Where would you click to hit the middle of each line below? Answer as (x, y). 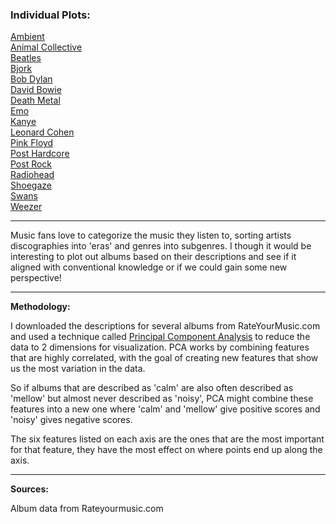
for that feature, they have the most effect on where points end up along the (166, 450)
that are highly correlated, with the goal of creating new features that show (164, 358)
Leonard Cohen (42, 132)
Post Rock (31, 164)
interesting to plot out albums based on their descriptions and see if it (153, 257)
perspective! (36, 278)
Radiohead (32, 175)
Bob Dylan (31, 79)
